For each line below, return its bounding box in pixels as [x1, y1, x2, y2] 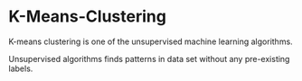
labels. [8, 63, 33, 74]
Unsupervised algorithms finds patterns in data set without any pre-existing [8, 53, 290, 64]
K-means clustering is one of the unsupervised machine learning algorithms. [8, 36, 293, 47]
